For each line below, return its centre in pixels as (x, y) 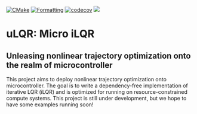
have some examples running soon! (50, 104)
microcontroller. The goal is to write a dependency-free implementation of (97, 85)
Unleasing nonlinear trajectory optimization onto (98, 56)
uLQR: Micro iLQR (50, 34)
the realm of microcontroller (59, 65)
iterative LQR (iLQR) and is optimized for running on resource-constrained (97, 92)
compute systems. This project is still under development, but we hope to (96, 98)
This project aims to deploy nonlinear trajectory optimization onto (87, 79)
